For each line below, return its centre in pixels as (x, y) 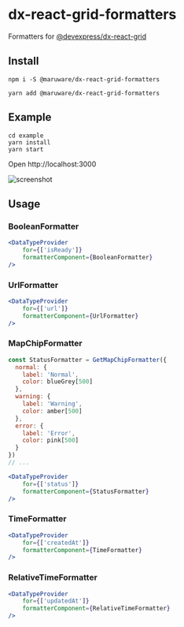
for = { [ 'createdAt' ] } (56, 543)
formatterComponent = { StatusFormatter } (86, 491)
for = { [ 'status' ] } (51, 484)
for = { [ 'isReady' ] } (52, 250)
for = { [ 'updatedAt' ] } (56, 601)
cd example (26, 136)
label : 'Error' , (49, 433)
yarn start (26, 149)
